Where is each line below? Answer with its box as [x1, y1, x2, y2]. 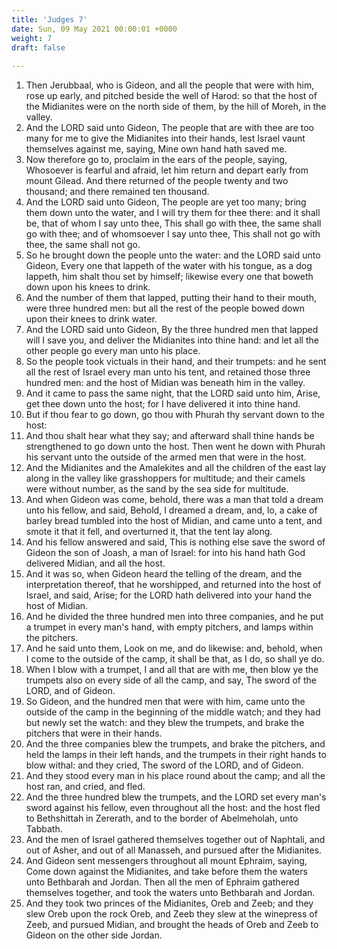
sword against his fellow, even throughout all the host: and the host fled [25, 802, 321, 814]
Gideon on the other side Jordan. [25, 929, 163, 941]
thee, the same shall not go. [25, 239, 141, 251]
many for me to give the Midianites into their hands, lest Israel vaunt [25, 132, 306, 145]
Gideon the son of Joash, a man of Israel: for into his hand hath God [25, 547, 306, 559]
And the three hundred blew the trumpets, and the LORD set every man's [25, 791, 327, 803]
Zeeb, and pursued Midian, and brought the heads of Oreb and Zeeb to [25, 919, 319, 931]
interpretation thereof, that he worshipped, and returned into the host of [25, 579, 322, 591]
